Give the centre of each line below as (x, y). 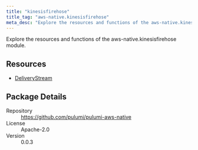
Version (15, 136)
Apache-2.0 (35, 129)
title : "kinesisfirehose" (38, 11)
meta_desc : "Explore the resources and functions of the (77, 22)
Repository (19, 111)
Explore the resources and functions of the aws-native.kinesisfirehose (91, 39)
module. (16, 45)
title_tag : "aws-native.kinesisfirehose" (58, 17)
